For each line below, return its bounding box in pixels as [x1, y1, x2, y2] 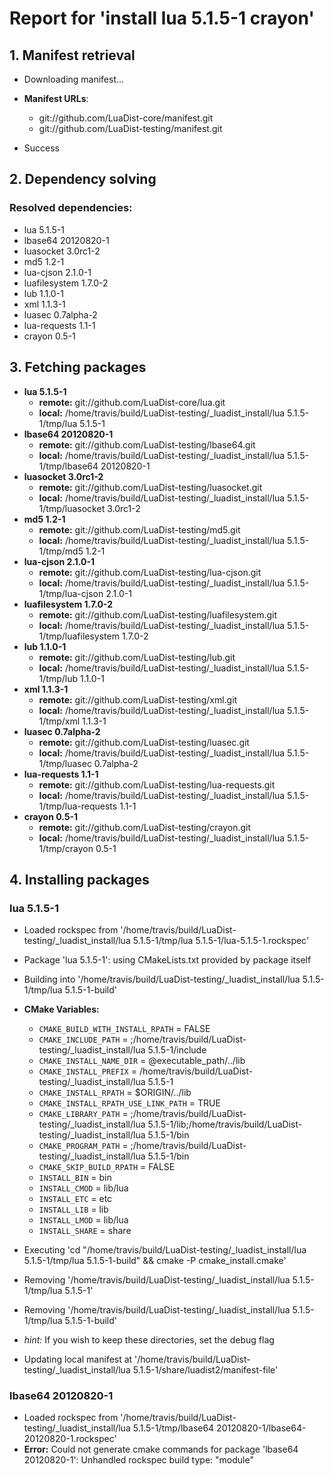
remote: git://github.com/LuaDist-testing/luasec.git [38, 736, 250, 748]
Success [23, 142, 60, 154]
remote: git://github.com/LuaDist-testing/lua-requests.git [38, 778, 276, 791]
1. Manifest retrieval [9, 47, 136, 64]
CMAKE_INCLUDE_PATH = [38, 1033, 129, 1046]
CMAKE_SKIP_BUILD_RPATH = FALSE [38, 1161, 176, 1173]
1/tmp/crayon [38, 842, 94, 854]
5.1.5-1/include [147, 1044, 207, 1056]
